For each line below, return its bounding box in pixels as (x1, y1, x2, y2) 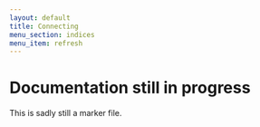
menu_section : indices (9, 30, 95, 39)
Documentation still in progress (9, 78, 251, 98)
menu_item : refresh (9, 38, 83, 48)
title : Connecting (9, 22, 79, 31)
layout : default (9, 13, 71, 23)
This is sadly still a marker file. (9, 108, 122, 119)
